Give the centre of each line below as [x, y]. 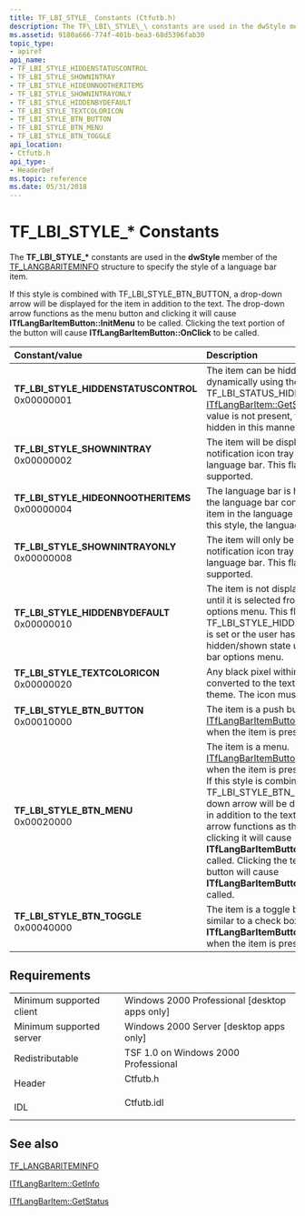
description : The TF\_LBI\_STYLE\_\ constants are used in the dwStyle [148, 26]
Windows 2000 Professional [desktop [205, 1000]
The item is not [237, 589]
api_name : [28, 60]
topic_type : [32, 43]
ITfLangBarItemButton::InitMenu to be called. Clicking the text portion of [148, 323]
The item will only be [250, 540]
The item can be [241, 371]
